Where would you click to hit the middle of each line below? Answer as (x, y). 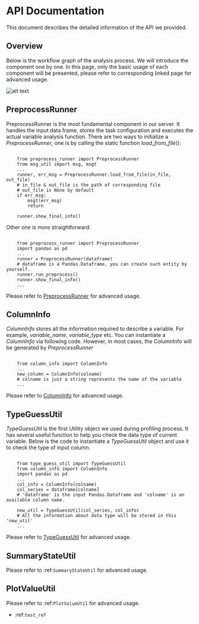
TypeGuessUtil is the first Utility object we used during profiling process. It (97, 428)
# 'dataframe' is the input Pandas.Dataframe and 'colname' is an (101, 495)
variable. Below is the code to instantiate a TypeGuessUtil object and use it (97, 442)
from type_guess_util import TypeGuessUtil (72, 464)
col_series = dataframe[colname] (58, 490)
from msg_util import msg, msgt (57, 164)
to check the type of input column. (48, 447)
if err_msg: (31, 195)
